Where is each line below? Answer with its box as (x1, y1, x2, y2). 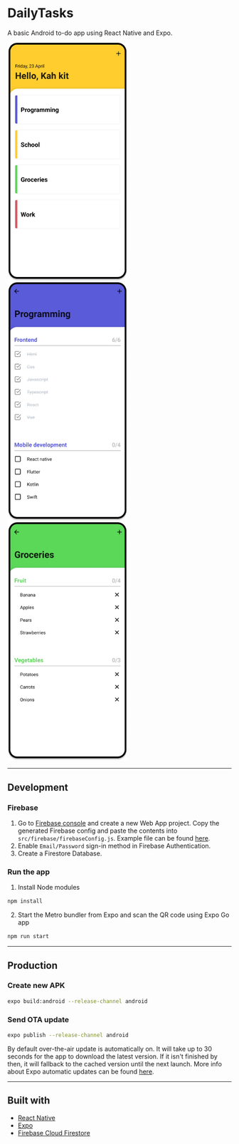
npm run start (7, 933, 50, 940)
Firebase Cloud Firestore (17, 1128, 90, 1137)
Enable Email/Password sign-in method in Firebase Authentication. (17, 842, 211, 851)
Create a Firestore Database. (17, 849, 102, 858)
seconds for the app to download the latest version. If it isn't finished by (7, 1052, 218, 1061)
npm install (7, 898, 43, 905)
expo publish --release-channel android (7, 1031, 129, 1039)
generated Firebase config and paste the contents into (17, 826, 178, 835)
